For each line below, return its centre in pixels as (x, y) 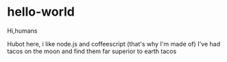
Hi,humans (22, 31)
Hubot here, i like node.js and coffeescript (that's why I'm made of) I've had (114, 44)
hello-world (41, 12)
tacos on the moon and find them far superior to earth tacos (92, 51)
